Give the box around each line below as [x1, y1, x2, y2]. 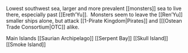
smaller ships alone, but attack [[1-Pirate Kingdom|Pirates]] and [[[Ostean [6, 17, 182, 24]
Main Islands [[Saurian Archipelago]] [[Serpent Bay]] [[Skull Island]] [6, 35, 168, 41]
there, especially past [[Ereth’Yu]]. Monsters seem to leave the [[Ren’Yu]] [6, 11, 183, 18]
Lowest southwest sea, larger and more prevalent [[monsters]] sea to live [6, 5, 182, 12]
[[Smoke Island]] [6, 41, 46, 48]
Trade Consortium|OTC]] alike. [6, 23, 80, 30]
